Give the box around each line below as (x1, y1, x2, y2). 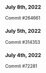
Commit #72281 (5, 63, 38, 69)
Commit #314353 (5, 39, 41, 45)
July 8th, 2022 (5, 4, 41, 11)
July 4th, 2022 (5, 51, 42, 58)
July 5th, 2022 (5, 28, 41, 35)
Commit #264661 (5, 15, 41, 21)
